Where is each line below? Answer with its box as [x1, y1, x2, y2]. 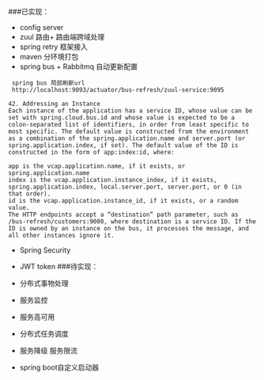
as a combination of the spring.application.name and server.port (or [8, 135, 246, 142]
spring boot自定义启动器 [19, 363, 100, 372]
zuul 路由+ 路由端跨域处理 [19, 32, 105, 41]
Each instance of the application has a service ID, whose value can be [8, 107, 253, 115]
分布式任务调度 [19, 329, 69, 338]
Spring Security [19, 245, 71, 255]
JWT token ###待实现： [19, 262, 99, 271]
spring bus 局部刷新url [11, 79, 85, 87]
